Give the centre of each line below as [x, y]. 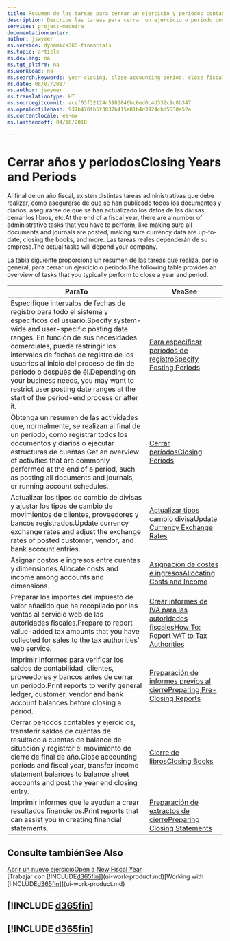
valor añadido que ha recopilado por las [74, 606]
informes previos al [180, 681]
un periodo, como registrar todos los [69, 435]
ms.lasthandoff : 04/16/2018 [47, 122]
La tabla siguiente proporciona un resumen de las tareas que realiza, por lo [113, 260]
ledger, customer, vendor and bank [67, 694]
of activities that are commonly [60, 461]
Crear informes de [179, 601]
